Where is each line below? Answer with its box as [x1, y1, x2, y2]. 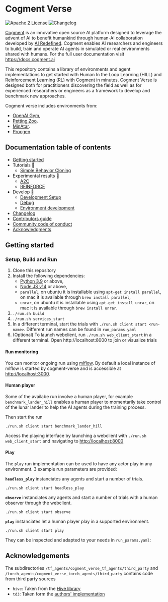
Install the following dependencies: [12, 273, 85, 279]
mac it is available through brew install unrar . [20, 305, 118, 311]
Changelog [12, 210, 36, 216]
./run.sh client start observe [5, 510, 71, 515]
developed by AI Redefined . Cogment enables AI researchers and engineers [5, 40, 163, 46]
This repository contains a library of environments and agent [5, 66, 131, 72]
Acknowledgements [5, 552, 70, 560]
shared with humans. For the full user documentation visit [5, 51, 125, 57]
